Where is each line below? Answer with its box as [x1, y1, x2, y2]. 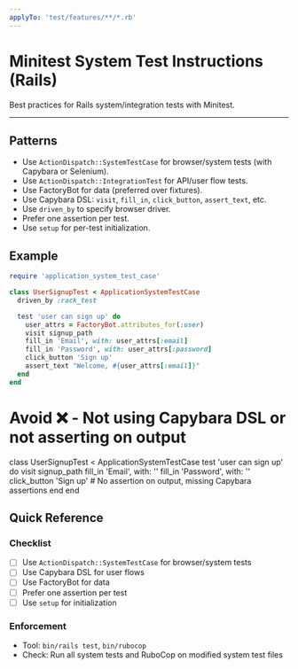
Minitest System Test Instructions [9, 51, 264, 71]
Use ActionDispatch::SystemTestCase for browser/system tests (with [21, 157, 272, 167]
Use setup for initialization [21, 597, 117, 608]
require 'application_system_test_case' [9, 272, 161, 281]
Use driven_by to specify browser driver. [21, 204, 171, 214]
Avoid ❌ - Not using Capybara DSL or [9, 408, 286, 428]
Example [9, 248, 59, 263]
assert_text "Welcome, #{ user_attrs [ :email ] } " [25, 362, 200, 370]
